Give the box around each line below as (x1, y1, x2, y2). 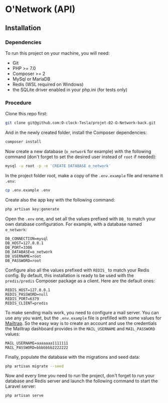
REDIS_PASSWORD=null (5, 292, 49, 297)
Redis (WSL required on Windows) (12, 81, 84, 87)
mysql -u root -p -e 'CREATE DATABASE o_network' (5, 163, 111, 168)
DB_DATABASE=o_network (5, 249, 53, 254)
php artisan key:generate (5, 207, 59, 212)
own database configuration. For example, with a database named (5, 221, 142, 227)
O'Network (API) (5, 4, 76, 15)
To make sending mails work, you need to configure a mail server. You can (5, 309, 159, 315)
